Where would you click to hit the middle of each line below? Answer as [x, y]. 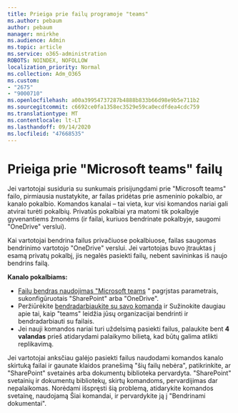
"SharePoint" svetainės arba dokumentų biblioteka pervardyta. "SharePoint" [119, 373]
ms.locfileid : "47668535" [46, 134]
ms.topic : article [35, 47]
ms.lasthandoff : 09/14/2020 [49, 127]
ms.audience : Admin [36, 41]
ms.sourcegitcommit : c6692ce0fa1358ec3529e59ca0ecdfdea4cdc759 [104, 107]
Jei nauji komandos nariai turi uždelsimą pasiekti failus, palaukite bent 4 [124, 329]
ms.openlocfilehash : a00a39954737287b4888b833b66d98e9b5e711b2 [104, 101]
